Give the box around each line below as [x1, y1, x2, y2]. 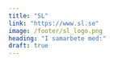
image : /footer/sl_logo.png [8, 27, 103, 35]
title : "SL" [8, 11, 49, 20]
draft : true [8, 42, 49, 50]
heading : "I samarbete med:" [8, 34, 107, 43]
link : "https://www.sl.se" [8, 19, 99, 27]
